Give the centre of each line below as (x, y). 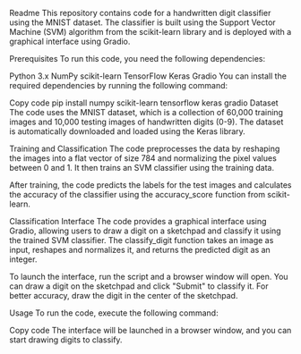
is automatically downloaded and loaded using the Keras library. (128, 131)
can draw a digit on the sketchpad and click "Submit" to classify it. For (139, 286)
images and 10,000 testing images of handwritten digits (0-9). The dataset (146, 122)
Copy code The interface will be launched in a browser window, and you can (150, 330)
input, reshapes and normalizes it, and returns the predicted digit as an (140, 250)
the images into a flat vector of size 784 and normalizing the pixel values (143, 158)
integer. (23, 259)
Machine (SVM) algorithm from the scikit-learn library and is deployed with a (150, 32)
